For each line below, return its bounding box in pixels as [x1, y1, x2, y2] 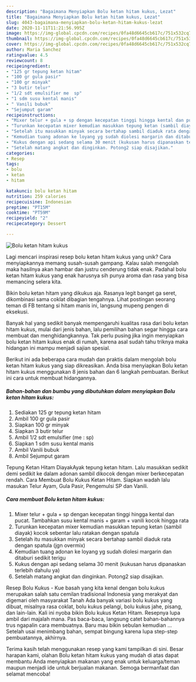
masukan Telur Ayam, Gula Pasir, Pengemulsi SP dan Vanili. [6, 482, 149, 489]
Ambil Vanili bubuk [14, 446, 60, 453]
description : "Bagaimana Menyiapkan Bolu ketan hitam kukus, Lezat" [6, 8, 176, 15]
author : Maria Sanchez [6, 47, 61, 53]
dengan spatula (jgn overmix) [14, 541, 86, 548]
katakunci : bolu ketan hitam [6, 188, 77, 194]
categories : [6, 150, 35, 156]
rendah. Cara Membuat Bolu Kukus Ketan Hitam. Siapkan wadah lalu [6, 476, 170, 483]
